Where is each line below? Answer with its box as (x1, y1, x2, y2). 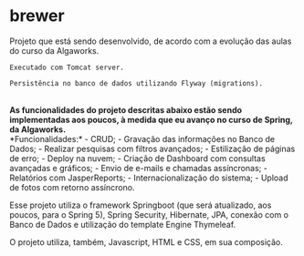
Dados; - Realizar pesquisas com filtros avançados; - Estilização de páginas (9, 143, 296, 154)
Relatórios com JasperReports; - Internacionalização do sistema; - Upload (9, 172, 288, 183)
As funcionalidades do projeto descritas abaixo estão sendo (9, 104, 243, 115)
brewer (9, 5, 66, 26)
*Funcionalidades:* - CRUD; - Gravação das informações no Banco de (9, 133, 276, 144)
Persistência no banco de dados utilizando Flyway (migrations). (9, 78, 263, 87)
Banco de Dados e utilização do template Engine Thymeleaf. (9, 219, 236, 230)
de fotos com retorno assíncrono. (9, 181, 135, 192)
